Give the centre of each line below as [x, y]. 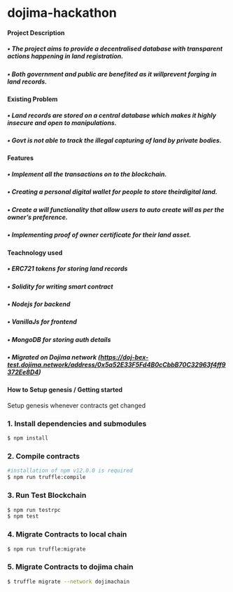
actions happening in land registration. [65, 56]
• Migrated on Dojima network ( [54, 357]
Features [20, 158]
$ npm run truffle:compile [47, 478]
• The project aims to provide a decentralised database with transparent [115, 49]
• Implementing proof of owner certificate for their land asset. [99, 235]
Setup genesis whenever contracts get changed [76, 406]
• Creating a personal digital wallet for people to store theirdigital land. [113, 192]
